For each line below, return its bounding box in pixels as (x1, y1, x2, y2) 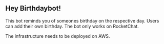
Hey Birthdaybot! (5, 4, 61, 13)
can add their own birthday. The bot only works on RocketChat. (5, 23, 139, 29)
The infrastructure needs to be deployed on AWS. (5, 33, 110, 39)
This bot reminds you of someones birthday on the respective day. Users (5, 17, 159, 24)
